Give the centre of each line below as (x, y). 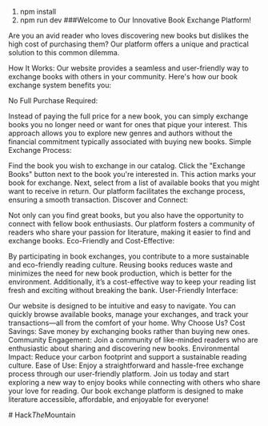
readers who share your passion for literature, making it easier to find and (130, 232)
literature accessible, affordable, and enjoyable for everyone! (109, 399)
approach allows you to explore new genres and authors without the (120, 133)
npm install (38, 12)
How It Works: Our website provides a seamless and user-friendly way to (129, 68)
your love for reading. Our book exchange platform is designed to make (126, 391)
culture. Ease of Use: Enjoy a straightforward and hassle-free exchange (126, 365)
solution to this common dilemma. (64, 52)
